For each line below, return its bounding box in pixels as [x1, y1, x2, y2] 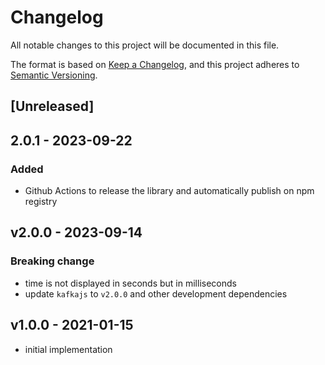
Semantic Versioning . [10, 69, 98, 81]
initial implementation [24, 343, 113, 355]
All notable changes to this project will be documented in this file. [10, 39, 280, 51]
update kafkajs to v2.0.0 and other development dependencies [24, 287, 288, 300]
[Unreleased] [10, 98, 95, 115]
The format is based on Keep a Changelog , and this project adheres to [10, 58, 300, 70]
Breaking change [10, 254, 95, 268]
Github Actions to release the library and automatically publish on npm [24, 185, 315, 197]
